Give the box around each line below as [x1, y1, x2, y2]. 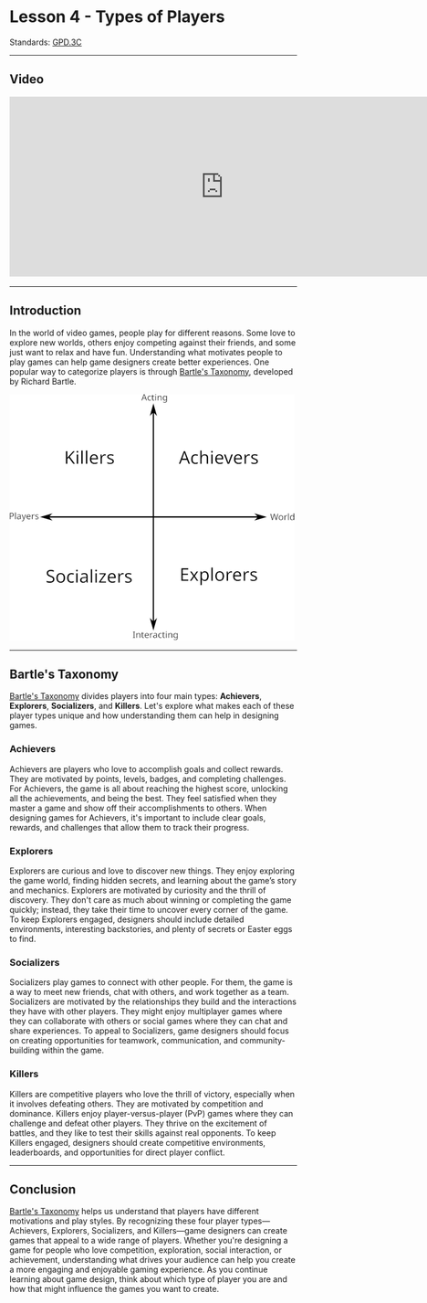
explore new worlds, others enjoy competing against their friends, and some [9, 336, 297, 348]
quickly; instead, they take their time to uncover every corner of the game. [9, 904, 289, 915]
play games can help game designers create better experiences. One [9, 356, 270, 367]
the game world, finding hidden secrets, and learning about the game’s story [9, 874, 297, 885]
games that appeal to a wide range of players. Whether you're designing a [9, 1235, 289, 1246]
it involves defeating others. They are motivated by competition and [9, 1098, 264, 1109]
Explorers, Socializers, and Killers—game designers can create [51, 1225, 287, 1236]
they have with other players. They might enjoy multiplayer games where [9, 1006, 283, 1017]
